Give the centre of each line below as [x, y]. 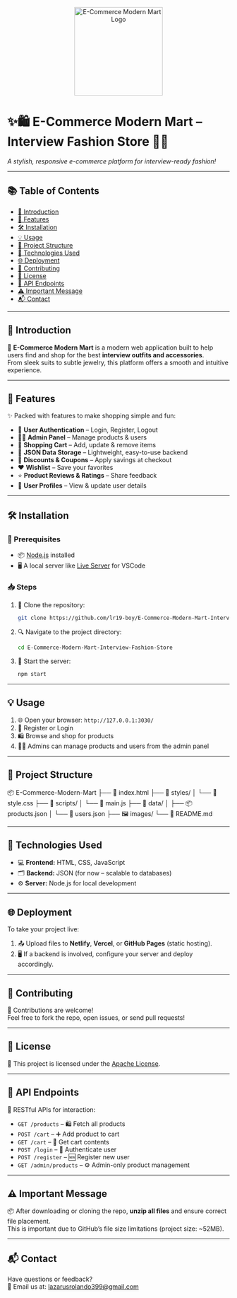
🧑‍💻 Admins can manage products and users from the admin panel [113, 746]
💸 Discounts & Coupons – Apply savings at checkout [95, 460]
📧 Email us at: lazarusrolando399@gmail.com [73, 1287]
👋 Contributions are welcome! [50, 1010]
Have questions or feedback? [50, 1279]
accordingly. [36, 964]
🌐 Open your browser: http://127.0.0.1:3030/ [85, 720]
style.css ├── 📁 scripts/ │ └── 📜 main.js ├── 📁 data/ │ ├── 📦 [100, 803]
